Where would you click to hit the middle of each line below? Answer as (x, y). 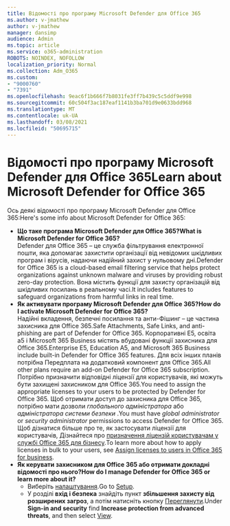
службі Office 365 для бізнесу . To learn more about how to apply (109, 443)
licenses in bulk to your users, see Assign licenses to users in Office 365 (119, 450)
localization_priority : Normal (52, 65)
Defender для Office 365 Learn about (114, 177)
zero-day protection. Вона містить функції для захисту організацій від (118, 282)
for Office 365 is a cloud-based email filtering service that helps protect (118, 268)
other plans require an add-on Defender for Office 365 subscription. (113, 370)
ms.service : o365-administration (55, 52)
